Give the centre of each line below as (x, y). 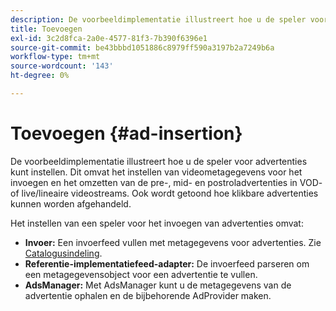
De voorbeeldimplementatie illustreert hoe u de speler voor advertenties (159, 161)
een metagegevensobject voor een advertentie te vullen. (141, 274)
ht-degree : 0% (40, 76)
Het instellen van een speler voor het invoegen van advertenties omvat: (157, 223)
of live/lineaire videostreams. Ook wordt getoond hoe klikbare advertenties (164, 193)
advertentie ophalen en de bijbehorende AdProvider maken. (148, 295)
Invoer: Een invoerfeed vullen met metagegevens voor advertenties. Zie (173, 242)
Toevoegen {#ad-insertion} (126, 133)
